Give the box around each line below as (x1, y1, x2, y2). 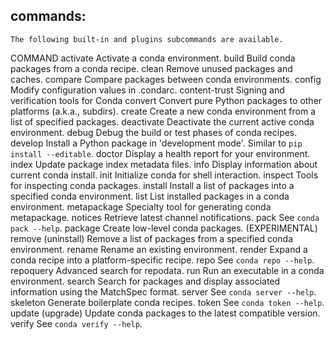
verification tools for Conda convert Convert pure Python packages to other (10, 94, 323, 106)
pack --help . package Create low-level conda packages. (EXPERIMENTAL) (10, 222, 318, 234)
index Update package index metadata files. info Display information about (10, 158, 318, 170)
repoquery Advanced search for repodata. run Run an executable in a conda (10, 264, 325, 276)
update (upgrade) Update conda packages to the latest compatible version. (10, 307, 321, 319)
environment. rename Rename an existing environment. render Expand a (10, 243, 308, 255)
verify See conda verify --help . (10, 317, 143, 329)
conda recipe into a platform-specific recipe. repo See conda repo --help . (10, 254, 315, 266)
